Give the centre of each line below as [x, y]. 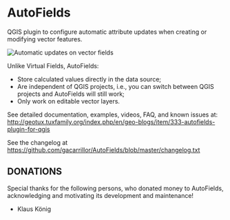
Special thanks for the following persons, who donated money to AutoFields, [115, 188]
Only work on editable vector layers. [69, 101]
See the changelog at [38, 142]
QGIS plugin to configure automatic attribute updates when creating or [107, 32]
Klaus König [34, 209]
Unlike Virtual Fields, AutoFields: [53, 66]
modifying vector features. [45, 39]
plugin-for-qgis [29, 129]
